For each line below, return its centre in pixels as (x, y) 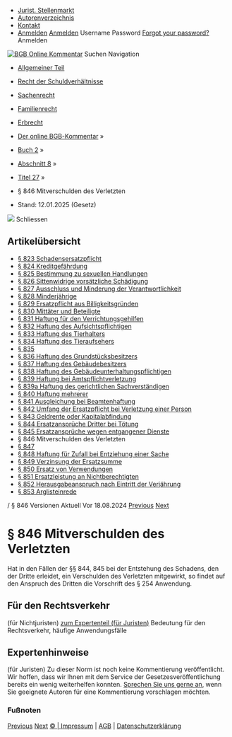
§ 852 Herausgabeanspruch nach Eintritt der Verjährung (99, 484)
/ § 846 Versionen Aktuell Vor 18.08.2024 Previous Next (88, 505)
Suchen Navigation (112, 54)
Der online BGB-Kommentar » (61, 136)
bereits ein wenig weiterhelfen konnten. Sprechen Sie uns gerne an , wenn (115, 685)
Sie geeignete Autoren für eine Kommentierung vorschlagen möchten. (109, 692)
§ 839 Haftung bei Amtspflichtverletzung (77, 378)
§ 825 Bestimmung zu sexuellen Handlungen (83, 273)
